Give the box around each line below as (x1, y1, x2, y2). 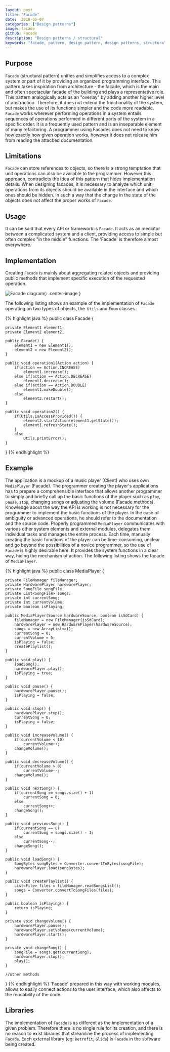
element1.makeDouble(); (23, 387, 73, 392)
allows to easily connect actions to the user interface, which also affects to (5, 986, 161, 992)
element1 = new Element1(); (14, 343, 73, 348)
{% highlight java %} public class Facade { (5, 315, 94, 321)
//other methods (5, 972, 39, 977)
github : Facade (5, 31, 37, 36)
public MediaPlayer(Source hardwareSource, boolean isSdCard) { (5, 613, 144, 618)
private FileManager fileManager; (5, 578, 78, 583)
